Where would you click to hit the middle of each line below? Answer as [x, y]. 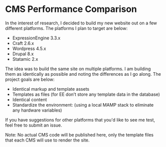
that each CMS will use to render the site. [47, 140]
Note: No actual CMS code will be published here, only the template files [80, 135]
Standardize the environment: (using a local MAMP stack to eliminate [83, 105]
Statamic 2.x [25, 59]
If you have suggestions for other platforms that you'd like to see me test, [80, 120]
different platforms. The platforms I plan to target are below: [66, 28]
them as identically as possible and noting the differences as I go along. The [83, 74]
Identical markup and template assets [51, 89]
